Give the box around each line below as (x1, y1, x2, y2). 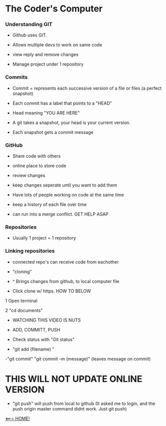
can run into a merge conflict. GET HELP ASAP (12, 211, 109, 217)
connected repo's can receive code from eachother (12, 258, 119, 265)
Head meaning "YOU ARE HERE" (12, 109, 80, 115)
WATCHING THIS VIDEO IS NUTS (12, 317, 81, 323)
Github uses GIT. (12, 32, 47, 38)
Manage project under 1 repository (12, 61, 84, 67)
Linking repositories (5, 247, 55, 254)
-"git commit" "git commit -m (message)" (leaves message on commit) (5, 355, 151, 361)
